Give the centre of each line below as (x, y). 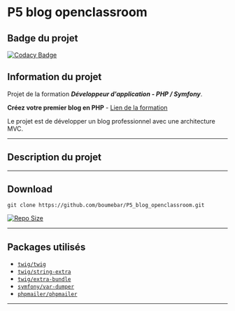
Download (30, 189)
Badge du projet (43, 38)
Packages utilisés (47, 247)
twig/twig (32, 265)
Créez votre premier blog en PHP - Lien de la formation (87, 107)
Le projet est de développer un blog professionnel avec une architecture (111, 121)
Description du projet (55, 158)
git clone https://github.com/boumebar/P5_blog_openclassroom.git (106, 205)
